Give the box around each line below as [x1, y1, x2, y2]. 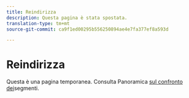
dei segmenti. [6, 85, 39, 92]
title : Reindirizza [6, 9, 56, 15]
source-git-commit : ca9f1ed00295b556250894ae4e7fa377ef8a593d [6, 26, 169, 32]
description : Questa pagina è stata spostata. [6, 15, 128, 21]
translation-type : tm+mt [6, 20, 70, 26]
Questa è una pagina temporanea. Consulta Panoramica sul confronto [6, 78, 183, 86]
